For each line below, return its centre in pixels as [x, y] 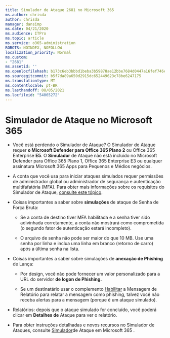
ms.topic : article [25, 39]
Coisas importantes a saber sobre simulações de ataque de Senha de [86, 202]
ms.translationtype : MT [30, 81]
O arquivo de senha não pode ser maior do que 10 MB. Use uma [87, 238]
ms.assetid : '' [21, 66]
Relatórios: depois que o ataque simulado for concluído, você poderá [84, 310]
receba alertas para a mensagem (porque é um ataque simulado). [89, 300]
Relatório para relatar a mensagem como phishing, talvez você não [90, 294]
